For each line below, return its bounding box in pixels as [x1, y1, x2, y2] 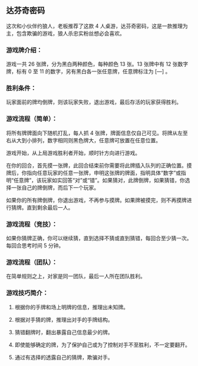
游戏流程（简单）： [6, 115, 58, 123]
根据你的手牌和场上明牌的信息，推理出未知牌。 [14, 303, 128, 311]
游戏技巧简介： [6, 289, 49, 297]
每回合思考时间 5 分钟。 [6, 242, 64, 249]
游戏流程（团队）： [6, 258, 58, 266]
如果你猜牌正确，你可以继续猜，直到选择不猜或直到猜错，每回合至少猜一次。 [6, 235, 192, 241]
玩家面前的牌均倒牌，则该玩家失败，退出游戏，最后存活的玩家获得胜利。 [6, 99, 181, 106]
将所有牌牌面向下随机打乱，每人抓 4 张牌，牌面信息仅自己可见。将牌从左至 [6, 129, 188, 136]
